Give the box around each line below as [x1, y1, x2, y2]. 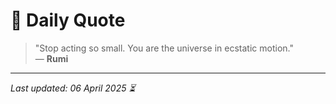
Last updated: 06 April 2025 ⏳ [10, 82, 136, 94]
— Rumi [34, 52, 69, 64]
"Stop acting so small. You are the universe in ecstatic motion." [34, 42, 294, 54]
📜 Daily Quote [10, 9, 126, 32]
